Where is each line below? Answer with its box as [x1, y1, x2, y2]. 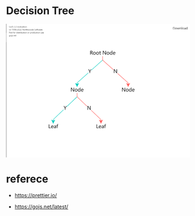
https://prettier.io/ [14, 192, 57, 199]
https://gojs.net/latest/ [14, 203, 69, 210]
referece [6, 173, 48, 186]
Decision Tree [6, 4, 75, 18]
